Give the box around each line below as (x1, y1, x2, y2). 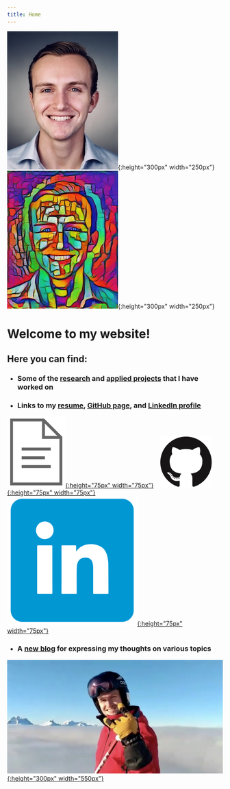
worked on (16, 382, 53, 392)
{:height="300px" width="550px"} (7, 775, 104, 783)
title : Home (7, 11, 41, 18)
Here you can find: (7, 353, 88, 365)
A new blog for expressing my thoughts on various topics (16, 644, 212, 653)
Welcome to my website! (7, 326, 151, 342)
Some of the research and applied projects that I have (16, 374, 199, 384)
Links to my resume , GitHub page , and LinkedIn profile (16, 401, 201, 410)
